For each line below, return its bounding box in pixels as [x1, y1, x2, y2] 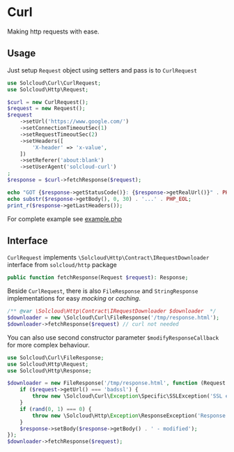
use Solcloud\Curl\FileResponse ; [7, 354, 104, 361]
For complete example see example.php [7, 214, 123, 223]
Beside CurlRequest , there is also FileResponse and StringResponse [7, 287, 198, 295]
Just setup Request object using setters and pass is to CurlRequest [7, 66, 197, 74]
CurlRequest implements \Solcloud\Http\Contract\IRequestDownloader [7, 253, 210, 262]
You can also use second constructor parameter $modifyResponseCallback [7, 333, 219, 342]
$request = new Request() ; [7, 105, 86, 112]
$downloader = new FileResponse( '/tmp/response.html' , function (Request [7, 379, 226, 387]
